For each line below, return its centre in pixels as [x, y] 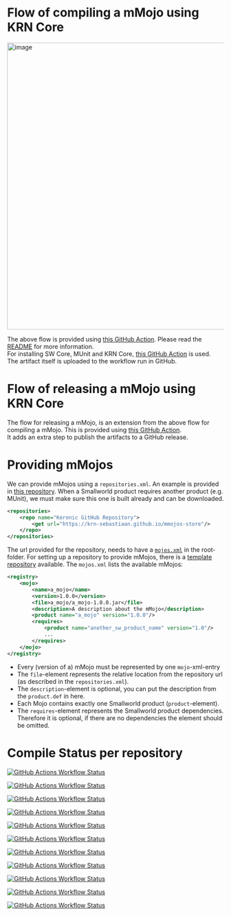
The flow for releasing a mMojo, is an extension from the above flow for [108, 422]
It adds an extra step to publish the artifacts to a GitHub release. [98, 437]
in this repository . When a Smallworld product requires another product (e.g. [115, 491]
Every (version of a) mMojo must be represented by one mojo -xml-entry [119, 667]
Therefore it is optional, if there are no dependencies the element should [120, 718]
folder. [16, 557]
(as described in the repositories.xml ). [73, 681]
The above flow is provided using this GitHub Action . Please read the [104, 339]
